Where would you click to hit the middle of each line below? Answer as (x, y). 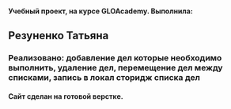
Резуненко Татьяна (59, 35)
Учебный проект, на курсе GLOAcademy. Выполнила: (101, 11)
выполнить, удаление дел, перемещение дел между (116, 67)
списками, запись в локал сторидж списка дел (104, 77)
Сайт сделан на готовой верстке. (66, 96)
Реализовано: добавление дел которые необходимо (115, 57)
